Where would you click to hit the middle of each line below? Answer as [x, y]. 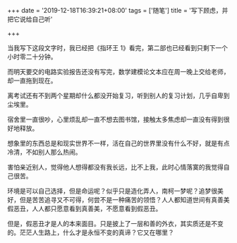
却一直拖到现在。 [32, 81]
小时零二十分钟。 [32, 57]
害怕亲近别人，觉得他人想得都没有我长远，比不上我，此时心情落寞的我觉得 [115, 167]
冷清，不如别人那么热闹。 [44, 152]
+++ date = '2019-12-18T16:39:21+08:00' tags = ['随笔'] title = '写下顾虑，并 [118, 10]
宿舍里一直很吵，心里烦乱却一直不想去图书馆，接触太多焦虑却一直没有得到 [115, 119]
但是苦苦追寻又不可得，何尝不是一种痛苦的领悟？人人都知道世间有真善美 [124, 200]
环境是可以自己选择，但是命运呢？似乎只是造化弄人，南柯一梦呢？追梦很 [112, 191]
